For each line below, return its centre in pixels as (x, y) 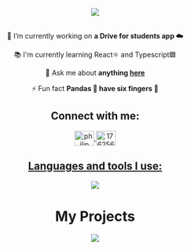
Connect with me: (95, 116)
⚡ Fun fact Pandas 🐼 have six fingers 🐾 (95, 88)
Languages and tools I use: (95, 166)
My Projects (95, 216)
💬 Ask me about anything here (95, 73)
